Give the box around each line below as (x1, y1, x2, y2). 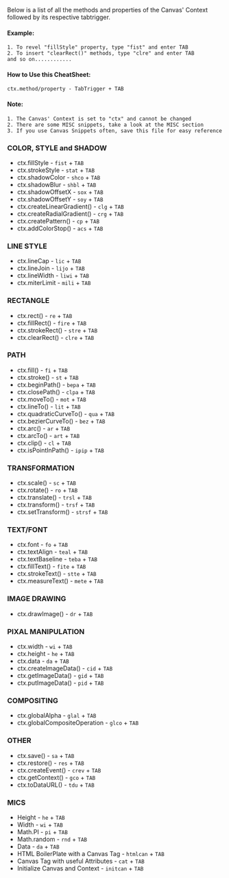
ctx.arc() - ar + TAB (16, 424, 71, 432)
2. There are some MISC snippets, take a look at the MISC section (7, 121, 204, 128)
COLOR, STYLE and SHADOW (7, 143, 108, 153)
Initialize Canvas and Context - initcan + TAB (16, 864, 144, 873)
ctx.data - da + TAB (16, 657, 70, 665)
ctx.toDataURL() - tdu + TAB (16, 781, 95, 789)
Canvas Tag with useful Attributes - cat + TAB (16, 857, 145, 865)
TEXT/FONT (7, 525, 48, 535)
